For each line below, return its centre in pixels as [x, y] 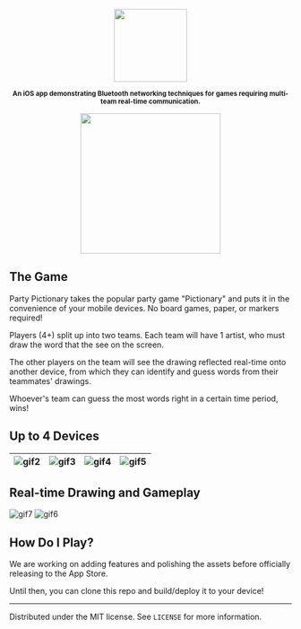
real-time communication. [159, 101]
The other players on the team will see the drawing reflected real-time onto [148, 362]
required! [26, 318]
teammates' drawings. [50, 380]
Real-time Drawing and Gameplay [105, 493]
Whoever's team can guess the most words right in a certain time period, [144, 398]
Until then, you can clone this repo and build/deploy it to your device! [137, 591]
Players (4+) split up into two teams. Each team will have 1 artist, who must [147, 335]
